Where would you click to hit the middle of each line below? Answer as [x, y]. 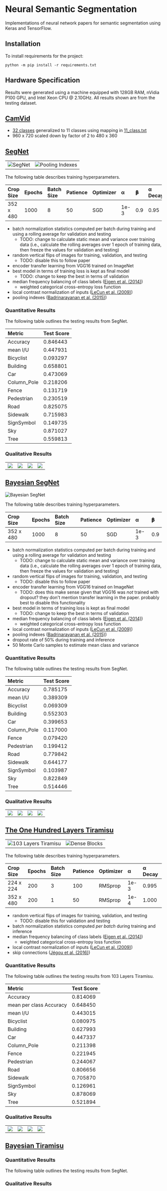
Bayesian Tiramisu [35, 1145]
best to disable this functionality [52, 602]
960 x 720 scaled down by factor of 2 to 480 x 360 [65, 136]
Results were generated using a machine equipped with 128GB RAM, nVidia [82, 92]
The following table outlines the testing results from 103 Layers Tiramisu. [80, 976]
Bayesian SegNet [32, 483]
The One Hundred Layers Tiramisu [59, 830]
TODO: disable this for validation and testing [65, 921]
